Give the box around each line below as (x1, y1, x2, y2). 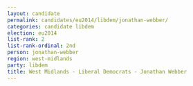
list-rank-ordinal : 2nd (7, 42, 76, 49)
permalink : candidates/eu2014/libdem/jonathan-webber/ (7, 17, 169, 24)
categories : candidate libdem (7, 23, 95, 30)
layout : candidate (7, 10, 60, 17)
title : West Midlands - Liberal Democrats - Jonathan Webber (7, 68, 187, 75)
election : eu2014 (7, 29, 57, 37)
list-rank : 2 (7, 36, 45, 43)
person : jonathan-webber (7, 49, 79, 56)
